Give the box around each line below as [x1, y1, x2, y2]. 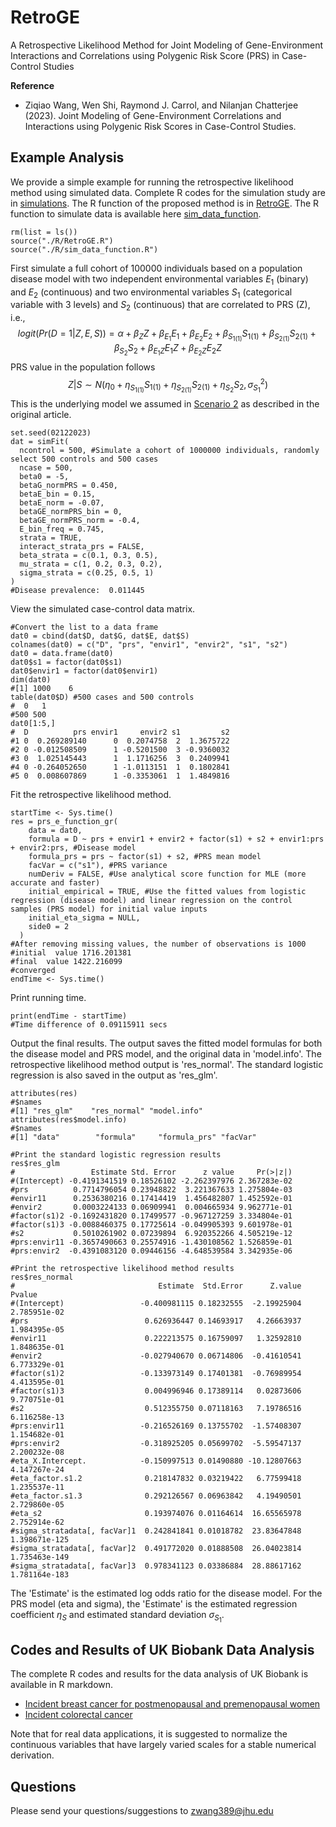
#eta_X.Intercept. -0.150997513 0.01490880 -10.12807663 [10, 1456, 302, 1466]
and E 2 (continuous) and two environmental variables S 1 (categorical [10, 286, 293, 300]
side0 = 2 [28, 922, 70, 932]
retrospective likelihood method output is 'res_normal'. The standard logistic [10, 1059, 324, 1071]
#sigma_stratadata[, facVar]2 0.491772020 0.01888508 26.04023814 [10, 1544, 302, 1554]
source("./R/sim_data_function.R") [10, 244, 159, 255]
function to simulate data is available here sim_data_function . [10, 207, 262, 220]
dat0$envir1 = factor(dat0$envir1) [10, 666, 159, 676]
